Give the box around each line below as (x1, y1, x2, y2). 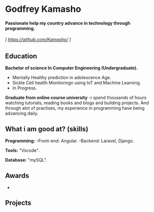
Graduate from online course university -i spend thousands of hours (5, 95, 147, 101)
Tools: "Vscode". (5, 147, 39, 154)
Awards (5, 171, 30, 180)
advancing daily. (5, 110, 38, 117)
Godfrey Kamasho (5, 3, 81, 15)
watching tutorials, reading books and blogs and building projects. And (5, 100, 149, 106)
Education (5, 52, 38, 60)
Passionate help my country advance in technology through (5, 20, 131, 26)
